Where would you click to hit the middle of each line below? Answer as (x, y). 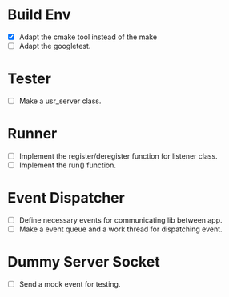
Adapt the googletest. (55, 46)
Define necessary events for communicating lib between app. (121, 220)
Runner (32, 134)
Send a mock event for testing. (70, 284)
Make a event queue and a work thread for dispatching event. (121, 229)
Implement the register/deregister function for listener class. (118, 156)
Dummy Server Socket (84, 262)
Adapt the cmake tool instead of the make (88, 37)
